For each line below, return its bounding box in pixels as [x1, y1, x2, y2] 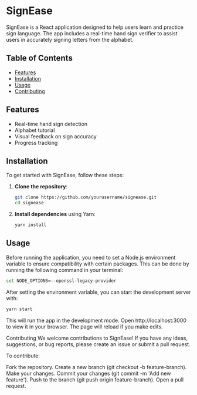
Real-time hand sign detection [14, 120, 88, 127]
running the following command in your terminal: [6, 266, 123, 273]
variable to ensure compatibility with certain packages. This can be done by [6, 260, 189, 267]
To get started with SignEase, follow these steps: [6, 172, 124, 179]
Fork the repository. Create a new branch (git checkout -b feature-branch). [6, 363, 187, 370]
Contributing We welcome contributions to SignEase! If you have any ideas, [6, 334, 188, 341]
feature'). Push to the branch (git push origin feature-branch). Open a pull [6, 376, 184, 383]
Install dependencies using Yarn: [14, 211, 96, 218]
